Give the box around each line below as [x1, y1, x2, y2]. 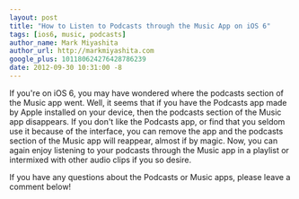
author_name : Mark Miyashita [9, 38, 119, 48]
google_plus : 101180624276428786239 [9, 55, 146, 64]
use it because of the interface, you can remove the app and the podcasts [9, 125, 284, 136]
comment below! [9, 181, 72, 192]
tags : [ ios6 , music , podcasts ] [9, 30, 127, 39]
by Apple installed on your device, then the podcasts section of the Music [9, 107, 282, 117]
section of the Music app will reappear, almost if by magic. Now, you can [9, 135, 278, 146]
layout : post [9, 13, 58, 22]
